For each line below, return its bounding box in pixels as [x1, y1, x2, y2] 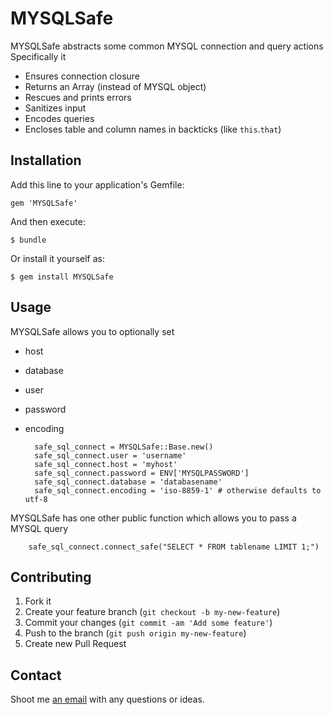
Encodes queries [24, 112, 95, 124]
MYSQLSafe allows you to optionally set [10, 325, 175, 337]
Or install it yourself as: [10, 252, 105, 264]
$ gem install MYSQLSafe [10, 272, 114, 282]
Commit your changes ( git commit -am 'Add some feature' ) [24, 617, 273, 629]
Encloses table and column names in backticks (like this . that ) [24, 123, 282, 135]
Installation [10, 152, 82, 169]
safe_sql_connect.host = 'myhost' [34, 459, 178, 469]
